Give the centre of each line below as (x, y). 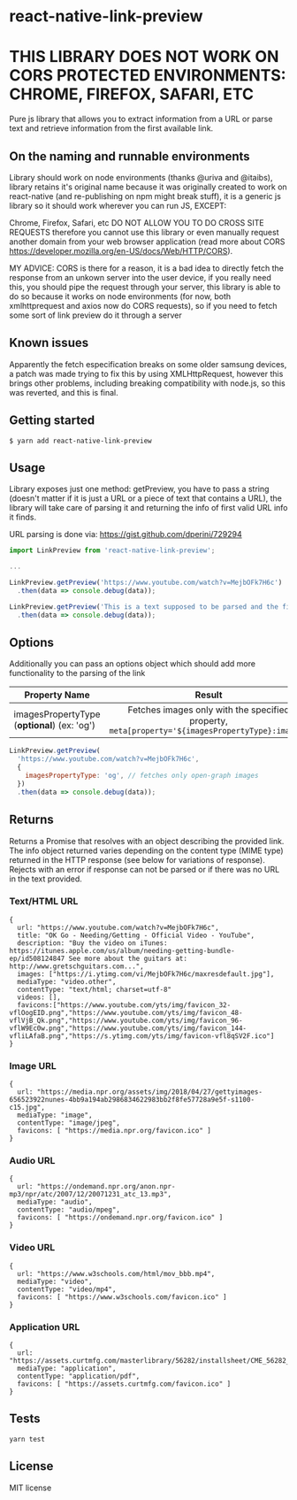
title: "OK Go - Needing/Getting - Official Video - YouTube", (136, 935)
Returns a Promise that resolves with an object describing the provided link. (147, 841)
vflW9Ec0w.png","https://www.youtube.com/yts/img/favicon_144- (128, 1028)
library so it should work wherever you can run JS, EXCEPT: (118, 205)
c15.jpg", (27, 1108)
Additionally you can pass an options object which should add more (133, 664)
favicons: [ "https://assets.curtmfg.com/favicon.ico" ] (124, 1384)
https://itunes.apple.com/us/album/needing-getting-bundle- (122, 950)
